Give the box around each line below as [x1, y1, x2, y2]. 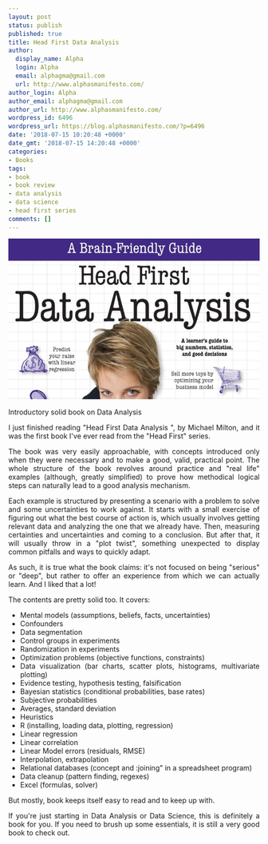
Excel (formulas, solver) [19, 779, 98, 790]
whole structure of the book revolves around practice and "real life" [8, 463, 260, 473]
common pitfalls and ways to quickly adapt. [8, 547, 152, 557]
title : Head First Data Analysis [8, 38, 120, 46]
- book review [8, 181, 56, 189]
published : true [8, 30, 62, 38]
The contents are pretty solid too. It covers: [8, 595, 151, 604]
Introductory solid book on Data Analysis [8, 407, 142, 417]
